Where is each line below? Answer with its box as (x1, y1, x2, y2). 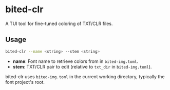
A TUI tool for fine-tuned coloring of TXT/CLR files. (5, 20, 113, 27)
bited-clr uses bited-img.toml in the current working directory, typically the (5, 73, 165, 80)
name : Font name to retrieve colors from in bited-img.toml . (12, 58, 139, 64)
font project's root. (5, 79, 45, 85)
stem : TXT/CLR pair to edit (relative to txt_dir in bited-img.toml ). (12, 63, 152, 70)
